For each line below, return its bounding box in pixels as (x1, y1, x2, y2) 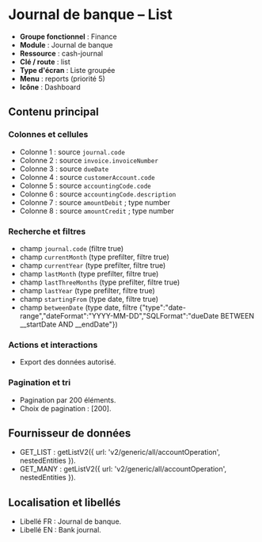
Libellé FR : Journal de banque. (19, 517, 122, 526)
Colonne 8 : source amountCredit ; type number (19, 206, 174, 216)
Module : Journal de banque (19, 40, 113, 49)
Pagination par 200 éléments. (19, 395, 116, 405)
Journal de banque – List (8, 6, 173, 24)
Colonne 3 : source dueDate (19, 164, 109, 174)
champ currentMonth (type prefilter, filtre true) (19, 252, 170, 261)
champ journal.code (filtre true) (19, 243, 124, 253)
